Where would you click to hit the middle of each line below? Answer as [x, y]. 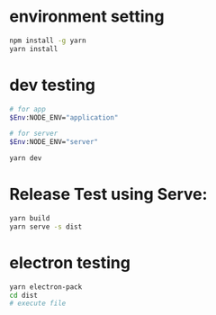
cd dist [24, 295]
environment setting [87, 17]
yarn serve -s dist [46, 227]
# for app [28, 109]
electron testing [70, 262]
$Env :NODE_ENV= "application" [64, 117]
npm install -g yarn [48, 40]
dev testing [53, 85]
